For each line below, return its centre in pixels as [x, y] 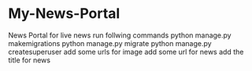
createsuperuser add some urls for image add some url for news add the [126, 51]
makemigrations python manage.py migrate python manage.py [110, 43]
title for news [30, 60]
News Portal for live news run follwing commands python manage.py [120, 35]
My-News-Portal [64, 14]
